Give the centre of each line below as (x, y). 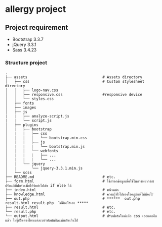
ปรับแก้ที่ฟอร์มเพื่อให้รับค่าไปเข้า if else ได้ (38, 186)
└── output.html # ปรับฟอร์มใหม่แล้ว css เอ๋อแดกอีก (81, 216)
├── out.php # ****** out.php (73, 199)
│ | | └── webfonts (32, 151)
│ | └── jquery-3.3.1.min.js (44, 169)
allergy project (36, 9)
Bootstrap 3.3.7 (28, 39)
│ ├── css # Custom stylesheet (75, 82)
